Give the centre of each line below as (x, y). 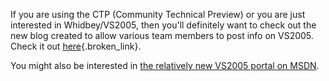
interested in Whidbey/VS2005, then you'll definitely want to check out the (163, 25)
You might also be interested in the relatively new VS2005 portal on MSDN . (165, 65)
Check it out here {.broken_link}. (76, 46)
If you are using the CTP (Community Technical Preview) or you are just (158, 14)
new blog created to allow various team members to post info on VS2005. (162, 35)
